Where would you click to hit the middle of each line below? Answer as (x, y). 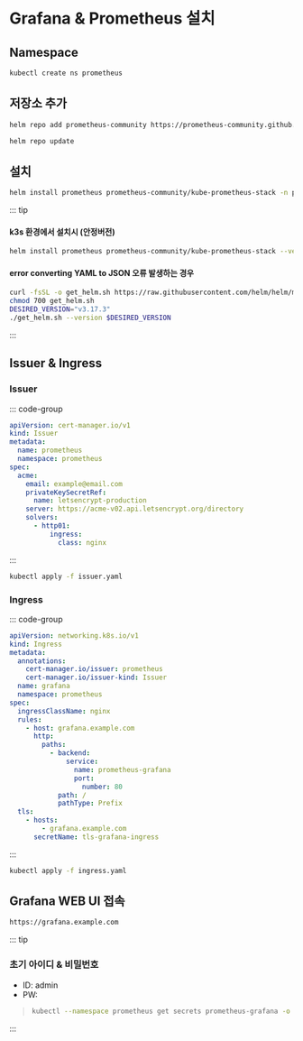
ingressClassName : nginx (64, 711)
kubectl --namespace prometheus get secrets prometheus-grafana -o (161, 1011)
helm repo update (42, 141)
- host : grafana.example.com (80, 728)
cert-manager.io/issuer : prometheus (95, 669)
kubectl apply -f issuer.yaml (66, 576)
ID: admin (40, 985)
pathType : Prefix (90, 804)
